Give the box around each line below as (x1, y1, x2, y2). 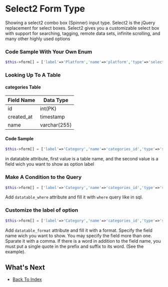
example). (5, 248, 26, 254)
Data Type (43, 97, 68, 104)
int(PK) (39, 105, 56, 112)
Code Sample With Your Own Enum (5, 48, 92, 55)
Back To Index (12, 276, 42, 282)
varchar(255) (39, 122, 72, 129)
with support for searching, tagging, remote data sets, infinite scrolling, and (5, 30, 160, 36)
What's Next (5, 263, 45, 272)
